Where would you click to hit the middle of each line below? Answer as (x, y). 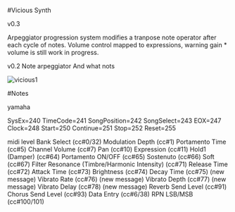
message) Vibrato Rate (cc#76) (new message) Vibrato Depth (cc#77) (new (117, 179)
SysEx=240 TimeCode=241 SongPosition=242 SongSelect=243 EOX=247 (114, 120)
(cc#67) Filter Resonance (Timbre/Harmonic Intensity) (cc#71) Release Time (118, 164)
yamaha (19, 107)
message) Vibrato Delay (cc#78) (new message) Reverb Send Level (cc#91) (117, 187)
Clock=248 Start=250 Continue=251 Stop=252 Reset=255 (92, 128)
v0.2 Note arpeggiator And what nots (61, 66)
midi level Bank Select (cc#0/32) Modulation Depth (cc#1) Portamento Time (117, 142)
